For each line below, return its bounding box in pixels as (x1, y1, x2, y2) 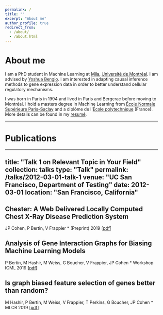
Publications (5, 133, 57, 143)
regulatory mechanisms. (5, 86, 53, 92)
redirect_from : (5, 25, 36, 30)
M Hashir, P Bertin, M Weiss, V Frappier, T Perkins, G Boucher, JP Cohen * (5, 299, 154, 305)
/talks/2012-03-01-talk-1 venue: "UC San (5, 173, 132, 182)
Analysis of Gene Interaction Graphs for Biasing (5, 239, 152, 248)
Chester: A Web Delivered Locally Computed (5, 205, 143, 213)
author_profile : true (5, 20, 49, 26)
